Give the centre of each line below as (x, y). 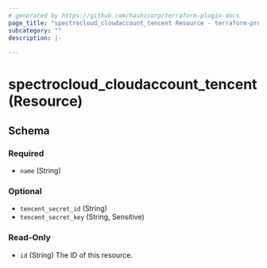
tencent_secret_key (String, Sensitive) (82, 217)
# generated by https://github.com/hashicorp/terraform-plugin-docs (124, 16)
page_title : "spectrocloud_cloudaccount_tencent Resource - (110, 23)
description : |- (35, 38)
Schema (29, 131)
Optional (25, 191)
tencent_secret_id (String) (63, 208)
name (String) (40, 171)
